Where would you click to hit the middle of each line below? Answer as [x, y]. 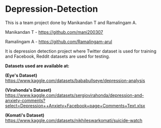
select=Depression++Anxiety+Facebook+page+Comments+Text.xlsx [75, 105]
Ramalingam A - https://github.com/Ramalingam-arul [59, 41]
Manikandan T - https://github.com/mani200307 [54, 32]
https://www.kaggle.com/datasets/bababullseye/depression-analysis [75, 80]
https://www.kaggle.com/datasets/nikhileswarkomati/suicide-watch [74, 120]
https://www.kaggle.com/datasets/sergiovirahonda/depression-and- [75, 95]
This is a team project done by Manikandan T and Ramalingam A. [71, 23]
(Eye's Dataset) [21, 75]
